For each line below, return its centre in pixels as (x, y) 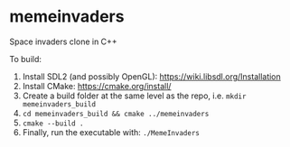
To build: (26, 59)
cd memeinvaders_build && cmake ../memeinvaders (116, 114)
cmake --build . (53, 124)
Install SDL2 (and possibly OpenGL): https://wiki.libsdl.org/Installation (152, 76)
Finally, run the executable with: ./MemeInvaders (111, 132)
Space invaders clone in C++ (63, 41)
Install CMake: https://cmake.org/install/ (97, 86)
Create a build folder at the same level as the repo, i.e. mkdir (134, 96)
